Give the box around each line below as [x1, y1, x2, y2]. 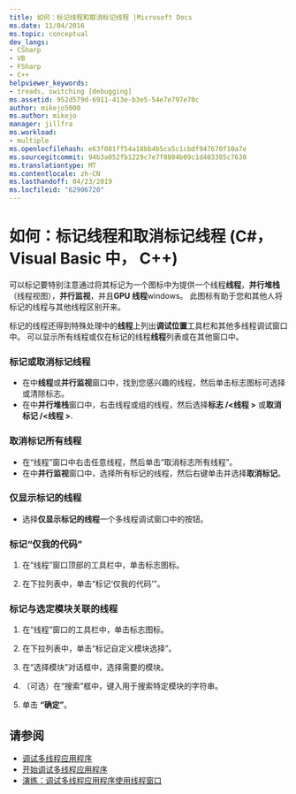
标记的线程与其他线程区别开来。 [9, 302, 125, 312]
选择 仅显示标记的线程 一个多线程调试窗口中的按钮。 [21, 514, 209, 524]
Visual [9, 248, 57, 269]
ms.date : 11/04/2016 [9, 21, 86, 30]
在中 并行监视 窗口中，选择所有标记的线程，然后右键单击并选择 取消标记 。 [21, 468, 285, 478]
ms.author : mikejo [9, 111, 77, 120]
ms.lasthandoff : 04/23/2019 [9, 178, 113, 187]
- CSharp [9, 46, 42, 55]
